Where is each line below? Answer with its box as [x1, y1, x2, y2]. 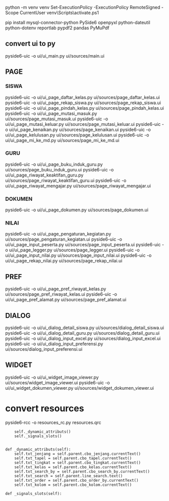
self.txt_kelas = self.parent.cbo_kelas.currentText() [14, 465, 132, 470]
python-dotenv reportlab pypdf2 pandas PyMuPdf [5, 25, 109, 31]
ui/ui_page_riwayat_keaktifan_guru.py [5, 172, 84, 178]
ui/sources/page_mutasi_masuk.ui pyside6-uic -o [5, 116, 108, 122]
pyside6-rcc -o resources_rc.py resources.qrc [5, 419, 101, 425]
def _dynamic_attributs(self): [5, 447, 71, 452]
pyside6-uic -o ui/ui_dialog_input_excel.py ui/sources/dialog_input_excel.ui [5, 336, 161, 342]
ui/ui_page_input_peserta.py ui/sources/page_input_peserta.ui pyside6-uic [5, 242, 161, 248]
